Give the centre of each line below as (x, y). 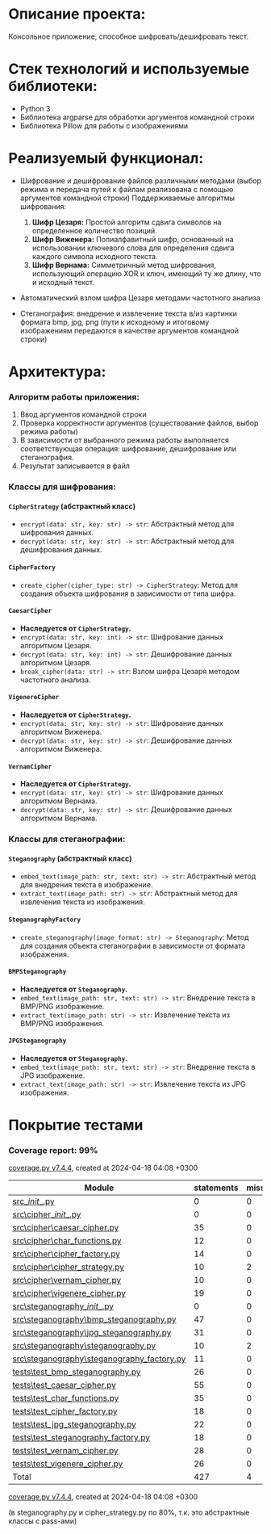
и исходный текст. (63, 282)
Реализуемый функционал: (106, 159)
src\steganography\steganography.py (84, 1346)
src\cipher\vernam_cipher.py (67, 1280)
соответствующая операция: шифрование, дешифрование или (128, 449)
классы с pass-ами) (43, 1521)
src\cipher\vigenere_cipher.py (69, 1293)
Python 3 (35, 108)
